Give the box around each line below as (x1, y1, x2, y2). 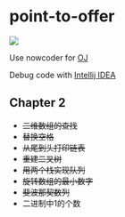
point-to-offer (9, 6, 115, 27)
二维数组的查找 (21, 120, 78, 131)
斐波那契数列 (21, 187, 70, 197)
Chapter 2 (9, 95, 66, 110)
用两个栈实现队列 (21, 165, 86, 175)
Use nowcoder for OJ (9, 52, 88, 63)
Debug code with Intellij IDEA (9, 69, 116, 80)
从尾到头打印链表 (21, 142, 86, 153)
